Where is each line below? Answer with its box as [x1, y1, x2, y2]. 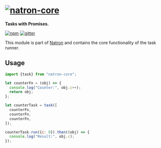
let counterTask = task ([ [5, 103, 57, 108]
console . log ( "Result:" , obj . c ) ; [9, 134, 75, 139]
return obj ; [9, 90, 34, 95]
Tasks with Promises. [5, 21, 49, 27]
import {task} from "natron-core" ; [5, 72, 77, 77]
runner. [5, 45, 19, 50]
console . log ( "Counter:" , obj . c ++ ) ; [9, 85, 81, 90]
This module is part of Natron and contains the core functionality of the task [5, 39, 156, 46]
